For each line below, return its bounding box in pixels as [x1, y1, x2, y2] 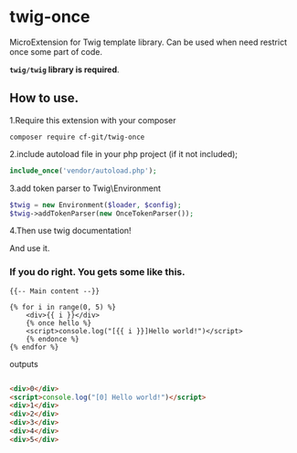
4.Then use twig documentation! [9, 226, 132, 237]
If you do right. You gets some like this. [9, 266, 186, 279]
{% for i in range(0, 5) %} [9, 302, 117, 311]
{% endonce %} [26, 334, 80, 343]
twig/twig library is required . [9, 64, 121, 75]
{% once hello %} [26, 318, 92, 328]
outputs [9, 358, 38, 369]
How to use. [9, 90, 80, 106]
